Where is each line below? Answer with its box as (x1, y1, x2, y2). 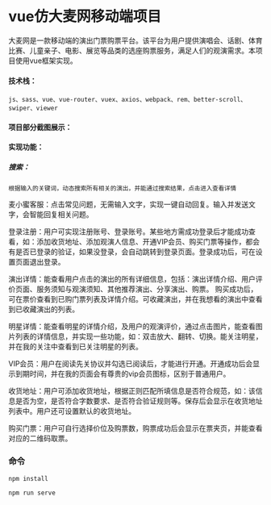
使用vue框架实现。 (15, 56, 78, 65)
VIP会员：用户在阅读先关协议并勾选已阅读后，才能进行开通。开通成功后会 (8, 359, 253, 369)
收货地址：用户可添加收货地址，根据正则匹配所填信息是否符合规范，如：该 (8, 386, 256, 396)
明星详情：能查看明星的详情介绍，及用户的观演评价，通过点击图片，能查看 (8, 322, 256, 332)
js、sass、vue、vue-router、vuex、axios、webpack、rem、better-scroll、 (8, 96, 248, 104)
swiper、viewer (8, 104, 58, 113)
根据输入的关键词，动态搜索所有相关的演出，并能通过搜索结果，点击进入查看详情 (8, 185, 236, 193)
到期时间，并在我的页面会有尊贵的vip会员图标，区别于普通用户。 (15, 369, 231, 379)
